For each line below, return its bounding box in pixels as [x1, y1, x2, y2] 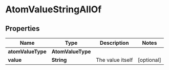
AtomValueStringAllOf [5, 4, 102, 15]
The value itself [96, 57, 133, 63]
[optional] [137, 57, 161, 63]
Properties [5, 24, 40, 33]
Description [99, 40, 129, 46]
